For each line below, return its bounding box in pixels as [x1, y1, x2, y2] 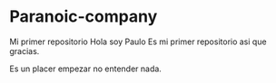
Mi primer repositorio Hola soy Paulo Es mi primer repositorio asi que [9, 36, 267, 47]
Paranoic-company [9, 6, 158, 27]
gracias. [9, 45, 40, 56]
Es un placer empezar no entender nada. [9, 63, 162, 74]
